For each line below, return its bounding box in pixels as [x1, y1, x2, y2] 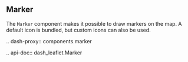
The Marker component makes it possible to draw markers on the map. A [6, 20, 182, 27]
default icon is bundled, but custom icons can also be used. [6, 26, 151, 33]
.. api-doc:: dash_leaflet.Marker [6, 49, 83, 56]
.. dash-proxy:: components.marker [6, 37, 93, 44]
